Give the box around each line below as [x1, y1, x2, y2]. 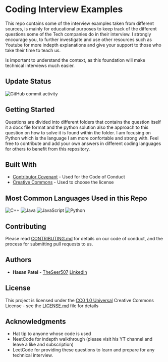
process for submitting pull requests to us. [5, 241, 93, 247]
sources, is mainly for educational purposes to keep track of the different [5, 25, 157, 31]
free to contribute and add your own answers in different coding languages [5, 140, 161, 147]
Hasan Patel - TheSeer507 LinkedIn [12, 269, 87, 275]
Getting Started [5, 105, 55, 114]
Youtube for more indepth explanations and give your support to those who [5, 42, 161, 48]
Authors [5, 256, 32, 264]
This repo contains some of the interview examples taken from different [5, 20, 154, 26]
